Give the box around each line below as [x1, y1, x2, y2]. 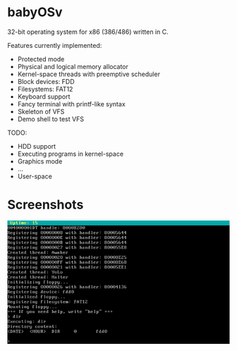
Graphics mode [17, 156, 63, 166]
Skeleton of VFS [17, 107, 65, 116]
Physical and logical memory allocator [17, 62, 129, 70]
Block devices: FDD [17, 77, 75, 85]
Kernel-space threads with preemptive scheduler [17, 70, 161, 78]
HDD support [17, 142, 56, 150]
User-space [17, 172, 53, 180]
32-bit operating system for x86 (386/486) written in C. [7, 27, 169, 36]
